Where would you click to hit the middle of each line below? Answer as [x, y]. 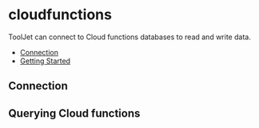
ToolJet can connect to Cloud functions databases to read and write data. [130, 37]
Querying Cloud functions [74, 113]
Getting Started [45, 61]
